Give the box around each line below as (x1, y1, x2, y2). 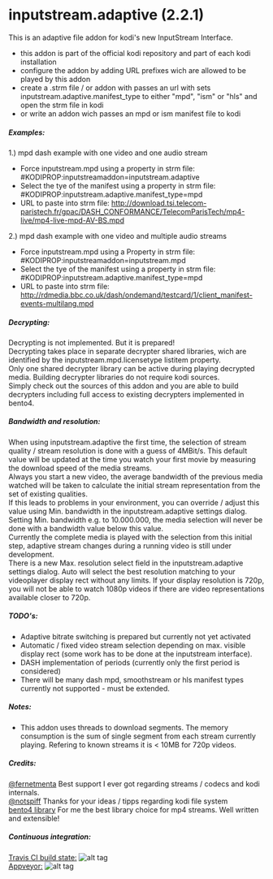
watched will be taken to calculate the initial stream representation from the (8, 480, 261, 490)
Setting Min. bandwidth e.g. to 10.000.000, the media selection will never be (8, 514, 263, 525)
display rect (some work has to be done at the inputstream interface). (19, 648, 253, 659)
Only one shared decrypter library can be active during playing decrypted (8, 363, 255, 373)
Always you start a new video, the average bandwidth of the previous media (8, 471, 263, 481)
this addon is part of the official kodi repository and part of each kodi (19, 48, 251, 58)
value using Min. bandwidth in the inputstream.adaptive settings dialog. (8, 506, 248, 516)
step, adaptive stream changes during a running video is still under (8, 540, 232, 550)
